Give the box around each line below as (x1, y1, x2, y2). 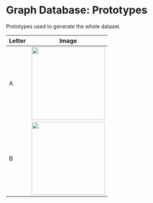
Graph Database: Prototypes (6, 3, 148, 17)
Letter (9, 36, 26, 44)
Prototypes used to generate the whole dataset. (6, 23, 121, 30)
